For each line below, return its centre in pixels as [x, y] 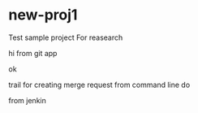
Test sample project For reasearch [66, 37]
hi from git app [33, 53]
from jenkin [27, 100]
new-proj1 [43, 15]
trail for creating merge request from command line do [99, 85]
